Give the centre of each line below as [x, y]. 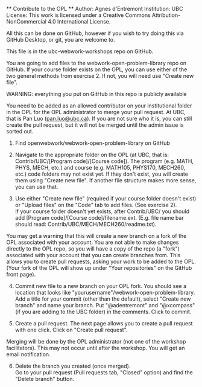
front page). [21, 274]
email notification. [28, 354]
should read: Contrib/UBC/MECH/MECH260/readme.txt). [86, 224]
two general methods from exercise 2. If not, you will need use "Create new [100, 76]
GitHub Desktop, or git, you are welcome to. [61, 40]
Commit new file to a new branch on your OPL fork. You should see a [101, 286]
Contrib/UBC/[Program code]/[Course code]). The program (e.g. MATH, [104, 161]
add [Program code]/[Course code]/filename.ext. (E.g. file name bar [99, 218]
